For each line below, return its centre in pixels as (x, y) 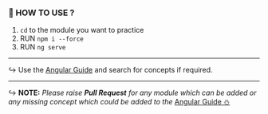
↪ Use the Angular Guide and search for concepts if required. (110, 70)
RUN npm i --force (51, 38)
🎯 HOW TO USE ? (41, 13)
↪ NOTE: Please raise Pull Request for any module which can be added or (132, 93)
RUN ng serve (43, 47)
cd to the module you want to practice (82, 30)
